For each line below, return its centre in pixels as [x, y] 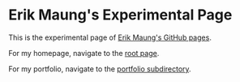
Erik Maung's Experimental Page [120, 15]
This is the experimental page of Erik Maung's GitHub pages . [110, 37]
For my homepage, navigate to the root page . [84, 53]
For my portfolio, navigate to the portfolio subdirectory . [100, 69]
